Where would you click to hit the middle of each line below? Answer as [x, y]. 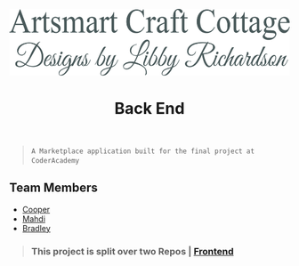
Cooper [36, 209]
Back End [149, 109]
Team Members [53, 188]
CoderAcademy [55, 160]
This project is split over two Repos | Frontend [132, 251]
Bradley [36, 228]
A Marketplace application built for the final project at [143, 151]
